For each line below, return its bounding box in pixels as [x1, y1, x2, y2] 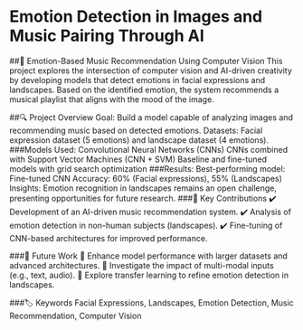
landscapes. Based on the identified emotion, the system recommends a [9, 84, 279, 95]
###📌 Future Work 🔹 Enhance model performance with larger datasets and [9, 250, 288, 261]
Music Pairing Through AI [9, 25, 205, 46]
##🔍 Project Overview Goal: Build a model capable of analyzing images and [9, 111, 294, 123]
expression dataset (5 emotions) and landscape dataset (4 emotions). [9, 134, 270, 146]
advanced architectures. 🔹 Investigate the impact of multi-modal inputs [9, 259, 274, 270]
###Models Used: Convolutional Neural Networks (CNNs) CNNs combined [9, 144, 288, 155]
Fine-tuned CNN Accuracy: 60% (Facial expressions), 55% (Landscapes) [9, 173, 283, 184]
